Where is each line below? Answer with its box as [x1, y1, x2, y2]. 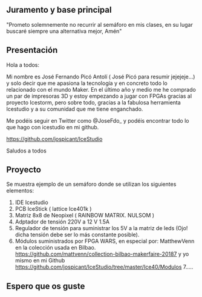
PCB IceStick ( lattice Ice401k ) [15, 205, 92, 213]
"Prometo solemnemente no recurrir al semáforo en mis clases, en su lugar [6, 21, 194, 28]
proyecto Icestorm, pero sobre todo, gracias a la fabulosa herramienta [6, 98, 181, 106]
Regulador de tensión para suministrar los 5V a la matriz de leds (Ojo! [15, 225, 188, 232]
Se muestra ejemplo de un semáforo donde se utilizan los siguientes [6, 180, 177, 188]
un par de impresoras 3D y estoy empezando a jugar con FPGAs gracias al [6, 92, 192, 100]
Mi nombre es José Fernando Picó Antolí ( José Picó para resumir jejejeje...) [6, 73, 195, 80]
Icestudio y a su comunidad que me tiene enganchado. [6, 105, 143, 112]
